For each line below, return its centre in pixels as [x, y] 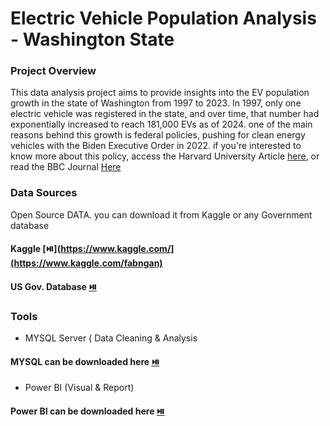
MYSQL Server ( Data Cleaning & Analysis [111, 338]
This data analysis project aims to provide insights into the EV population [160, 93]
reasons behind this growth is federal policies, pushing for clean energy [158, 135]
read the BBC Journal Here [66, 167]
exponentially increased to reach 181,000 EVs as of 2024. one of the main [161, 124]
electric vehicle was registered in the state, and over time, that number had [165, 114]
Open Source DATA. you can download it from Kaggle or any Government [161, 214]
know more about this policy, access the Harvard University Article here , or [165, 156]
